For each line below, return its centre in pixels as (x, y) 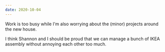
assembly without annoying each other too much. (56, 44)
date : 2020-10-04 (23, 10)
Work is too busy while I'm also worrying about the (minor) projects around (82, 24)
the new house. (21, 29)
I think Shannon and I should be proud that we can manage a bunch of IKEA (82, 39)
